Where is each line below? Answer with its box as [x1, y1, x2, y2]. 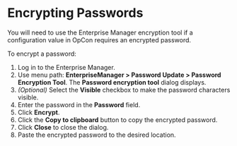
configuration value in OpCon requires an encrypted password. [7, 35, 192, 44]
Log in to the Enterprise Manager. [17, 63, 115, 71]
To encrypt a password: [7, 49, 76, 58]
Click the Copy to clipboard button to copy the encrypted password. [17, 115, 218, 124]
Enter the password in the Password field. [17, 100, 141, 109]
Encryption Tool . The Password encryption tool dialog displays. [17, 78, 207, 86]
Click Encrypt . [17, 108, 60, 116]
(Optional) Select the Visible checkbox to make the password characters [17, 85, 231, 94]
